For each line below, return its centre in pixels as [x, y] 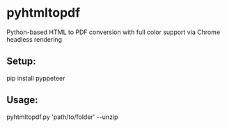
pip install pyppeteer [36, 78]
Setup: [21, 62]
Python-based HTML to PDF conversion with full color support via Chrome [113, 32]
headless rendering [34, 39]
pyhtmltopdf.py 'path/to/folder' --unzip [62, 117]
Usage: [23, 100]
